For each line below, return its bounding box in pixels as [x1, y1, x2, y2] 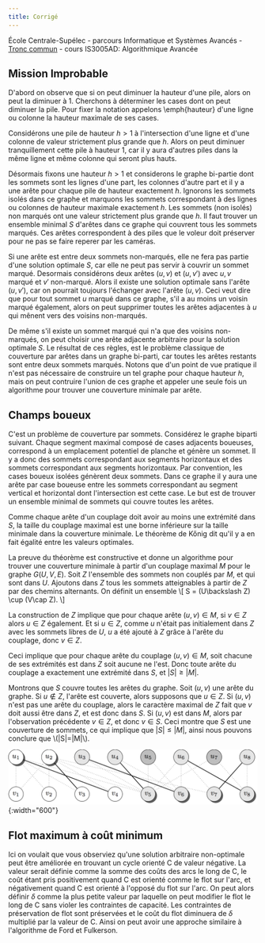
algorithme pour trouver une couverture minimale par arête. [8, 385, 202, 395]
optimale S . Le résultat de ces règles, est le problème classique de [8, 343, 225, 353]
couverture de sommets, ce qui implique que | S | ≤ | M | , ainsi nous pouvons [8, 726, 252, 735]
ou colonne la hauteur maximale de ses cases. [8, 113, 160, 123]
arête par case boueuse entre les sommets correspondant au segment [8, 480, 238, 489]
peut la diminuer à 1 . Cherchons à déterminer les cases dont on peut [8, 96, 231, 106]
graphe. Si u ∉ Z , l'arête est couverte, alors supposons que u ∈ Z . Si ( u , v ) [8, 692, 252, 701]
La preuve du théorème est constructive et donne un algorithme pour [8, 553, 233, 562]
